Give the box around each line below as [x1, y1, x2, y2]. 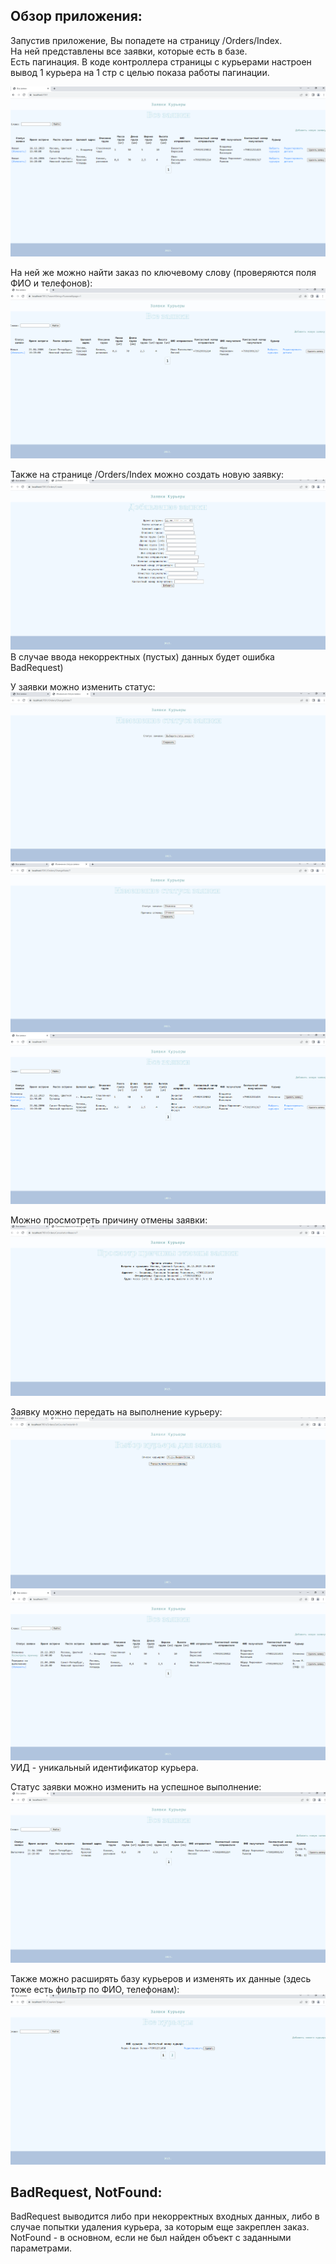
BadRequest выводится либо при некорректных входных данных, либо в [10, 2210, 320, 2223]
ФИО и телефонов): [10, 277, 93, 289]
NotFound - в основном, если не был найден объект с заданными [10, 2232, 292, 2244]
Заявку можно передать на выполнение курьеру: [10, 1406, 223, 1418]
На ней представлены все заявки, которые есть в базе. [10, 45, 248, 57]
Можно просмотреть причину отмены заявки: [10, 1214, 208, 1226]
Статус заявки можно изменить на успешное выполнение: [10, 1781, 262, 1793]
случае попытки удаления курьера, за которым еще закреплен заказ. [10, 2221, 310, 2233]
